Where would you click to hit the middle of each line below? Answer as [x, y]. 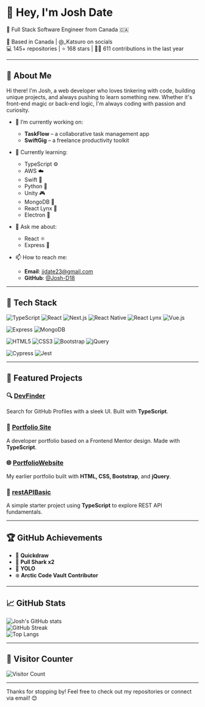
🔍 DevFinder [26, 396]
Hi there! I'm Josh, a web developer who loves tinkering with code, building [101, 91]
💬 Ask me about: [36, 226]
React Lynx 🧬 [41, 208]
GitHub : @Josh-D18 [49, 278]
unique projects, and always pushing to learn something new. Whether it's [99, 97]
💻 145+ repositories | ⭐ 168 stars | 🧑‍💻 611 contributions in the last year [95, 48]
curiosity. [18, 110]
